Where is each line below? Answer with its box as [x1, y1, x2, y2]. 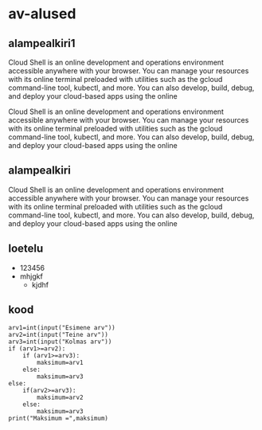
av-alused [8, 5, 76, 23]
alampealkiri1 [8, 37, 76, 50]
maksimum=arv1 [37, 359, 84, 367]
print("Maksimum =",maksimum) [8, 415, 109, 423]
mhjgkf [19, 272, 44, 281]
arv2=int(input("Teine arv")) [8, 331, 109, 339]
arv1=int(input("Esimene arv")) [8, 324, 115, 332]
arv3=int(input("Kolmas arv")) [8, 338, 112, 346]
